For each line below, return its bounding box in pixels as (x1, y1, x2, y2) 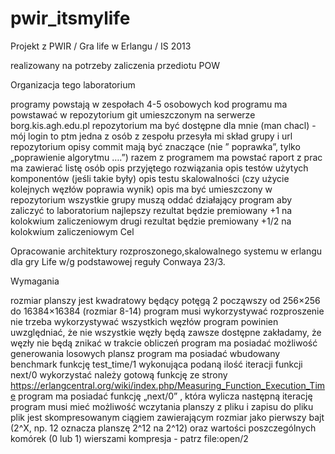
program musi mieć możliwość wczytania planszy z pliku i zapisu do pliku (10, 400, 314, 412)
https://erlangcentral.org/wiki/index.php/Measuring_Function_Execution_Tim (10, 379, 326, 391)
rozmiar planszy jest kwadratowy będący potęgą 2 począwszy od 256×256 (10, 294, 321, 306)
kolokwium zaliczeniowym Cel (10, 225, 135, 237)
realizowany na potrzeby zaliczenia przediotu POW (10, 59, 220, 71)
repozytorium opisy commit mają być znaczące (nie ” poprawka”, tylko (10, 140, 301, 152)
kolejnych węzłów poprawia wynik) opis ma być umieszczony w (10, 183, 273, 195)
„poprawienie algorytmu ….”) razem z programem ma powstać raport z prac (10, 151, 323, 163)
